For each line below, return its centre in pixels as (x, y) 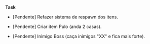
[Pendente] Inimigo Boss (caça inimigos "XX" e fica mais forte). (79, 36)
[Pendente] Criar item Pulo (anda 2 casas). (57, 26)
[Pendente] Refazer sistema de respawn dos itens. (65, 17)
